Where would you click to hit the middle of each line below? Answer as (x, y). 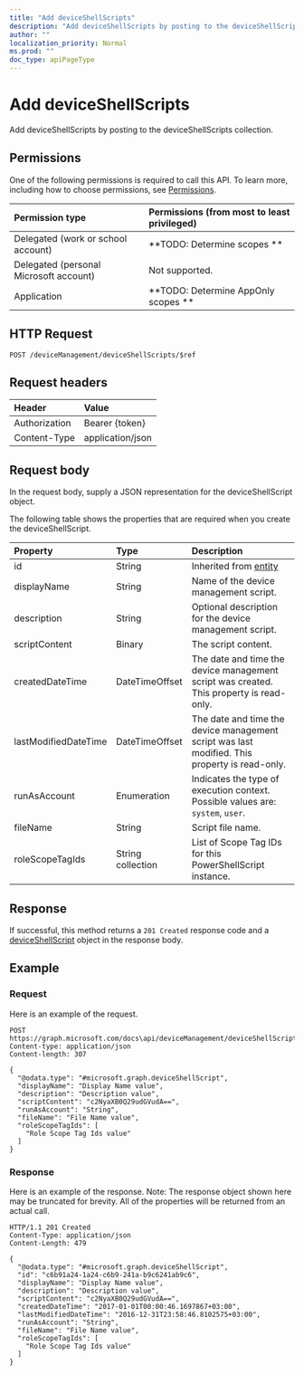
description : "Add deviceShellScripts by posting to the (119, 26)
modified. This (222, 753)
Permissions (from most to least (219, 212)
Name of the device (233, 581)
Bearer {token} (115, 424)
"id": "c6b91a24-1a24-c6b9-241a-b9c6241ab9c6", (109, 1275)
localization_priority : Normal (68, 43)
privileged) (173, 223)
